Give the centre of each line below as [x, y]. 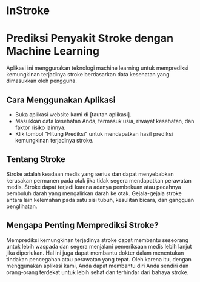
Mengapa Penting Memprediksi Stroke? [82, 225]
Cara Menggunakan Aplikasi [61, 100]
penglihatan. [22, 206]
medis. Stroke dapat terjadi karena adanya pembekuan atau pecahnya [94, 187]
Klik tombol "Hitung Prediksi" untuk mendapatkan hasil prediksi [94, 133]
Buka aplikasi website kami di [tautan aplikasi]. [73, 114]
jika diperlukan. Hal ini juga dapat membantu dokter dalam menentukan [95, 253]
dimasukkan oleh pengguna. [42, 81]
